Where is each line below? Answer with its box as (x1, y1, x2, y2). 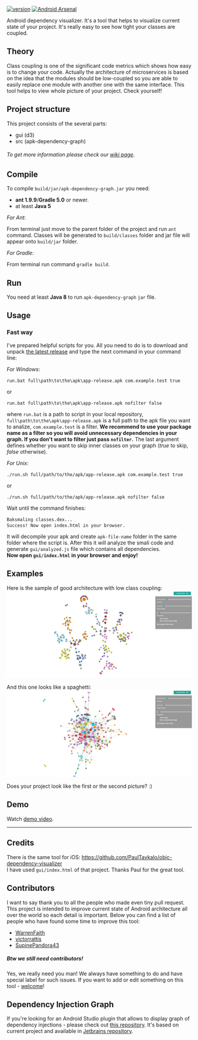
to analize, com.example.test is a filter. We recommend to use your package (6, 423, 192, 430)
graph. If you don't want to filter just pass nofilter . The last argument (6, 435, 179, 443)
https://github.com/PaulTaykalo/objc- (81, 853, 173, 860)
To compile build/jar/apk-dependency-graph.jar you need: (6, 185, 150, 192)
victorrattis (15, 935, 42, 942)
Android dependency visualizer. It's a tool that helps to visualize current (6, 17, 180, 24)
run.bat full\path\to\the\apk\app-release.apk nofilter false (6, 400, 162, 406)
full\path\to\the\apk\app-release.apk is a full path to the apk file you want (6, 417, 190, 424)
